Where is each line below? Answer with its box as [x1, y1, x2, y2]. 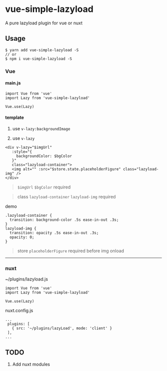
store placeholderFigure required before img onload [17, 248, 124, 254]
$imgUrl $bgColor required [17, 184, 71, 190]
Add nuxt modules [12, 362, 50, 368]
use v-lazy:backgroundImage [12, 126, 71, 132]
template [5, 114, 24, 120]
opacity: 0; [9, 235, 35, 240]
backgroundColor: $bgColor [16, 154, 72, 159]
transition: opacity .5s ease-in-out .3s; [9, 230, 99, 236]
